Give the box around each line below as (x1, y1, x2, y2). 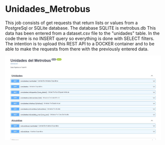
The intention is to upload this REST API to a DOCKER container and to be (5, 40, 155, 46)
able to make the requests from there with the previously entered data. (5, 46, 149, 52)
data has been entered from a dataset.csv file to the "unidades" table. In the (5, 30, 160, 36)
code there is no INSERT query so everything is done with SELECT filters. (5, 36, 155, 41)
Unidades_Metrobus (5, 3, 90, 15)
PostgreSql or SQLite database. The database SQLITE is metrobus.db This (5, 25, 156, 31)
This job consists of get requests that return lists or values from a (5, 20, 138, 26)
